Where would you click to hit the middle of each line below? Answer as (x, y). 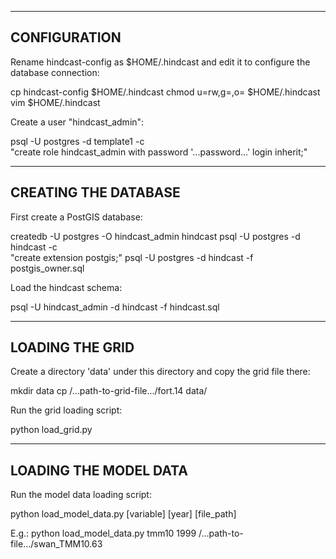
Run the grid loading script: (66, 410)
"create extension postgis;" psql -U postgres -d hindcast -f (132, 257)
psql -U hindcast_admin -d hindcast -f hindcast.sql (115, 307)
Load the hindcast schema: (66, 287)
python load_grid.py (51, 430)
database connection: (55, 72)
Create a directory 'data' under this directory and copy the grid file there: (160, 372)
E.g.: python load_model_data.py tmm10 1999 (103, 533)
